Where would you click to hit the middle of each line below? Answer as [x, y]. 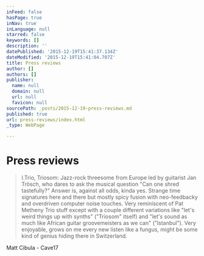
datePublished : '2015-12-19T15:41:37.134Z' [62, 52]
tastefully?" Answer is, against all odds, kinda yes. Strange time [101, 191]
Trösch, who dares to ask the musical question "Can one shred [100, 184]
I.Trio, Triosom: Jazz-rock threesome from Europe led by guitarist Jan [109, 178]
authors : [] [21, 74]
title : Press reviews [34, 63]
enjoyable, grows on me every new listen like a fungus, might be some [109, 230]
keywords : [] [23, 40]
